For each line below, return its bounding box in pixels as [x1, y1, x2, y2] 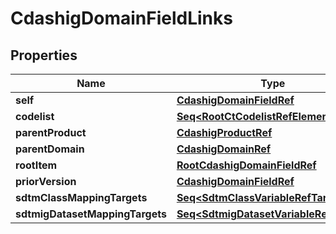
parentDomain [15, 142, 85, 156]
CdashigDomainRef [176, 142, 272, 156]
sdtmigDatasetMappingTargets [15, 207, 167, 221]
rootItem [15, 158, 58, 172]
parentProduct [15, 126, 87, 139]
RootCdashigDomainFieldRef [176, 158, 317, 172]
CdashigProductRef [176, 126, 273, 139]
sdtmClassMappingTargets [15, 191, 148, 204]
